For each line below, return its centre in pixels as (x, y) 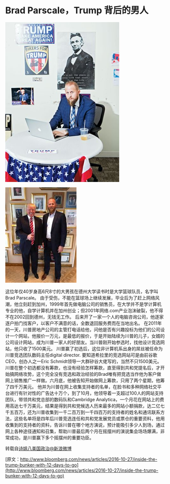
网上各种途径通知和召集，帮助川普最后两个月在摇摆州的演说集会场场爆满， (83, 431)
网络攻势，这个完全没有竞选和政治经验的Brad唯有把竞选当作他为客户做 (88, 374)
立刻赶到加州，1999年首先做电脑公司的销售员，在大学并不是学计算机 (90, 304)
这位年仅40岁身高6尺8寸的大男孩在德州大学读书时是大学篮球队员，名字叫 (82, 291)
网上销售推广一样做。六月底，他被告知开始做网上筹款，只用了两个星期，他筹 (85, 380)
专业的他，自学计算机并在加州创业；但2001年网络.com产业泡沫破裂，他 (80, 310)
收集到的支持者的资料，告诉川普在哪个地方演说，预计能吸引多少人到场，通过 (85, 425)
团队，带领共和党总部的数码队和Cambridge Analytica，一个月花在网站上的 (83, 399)
